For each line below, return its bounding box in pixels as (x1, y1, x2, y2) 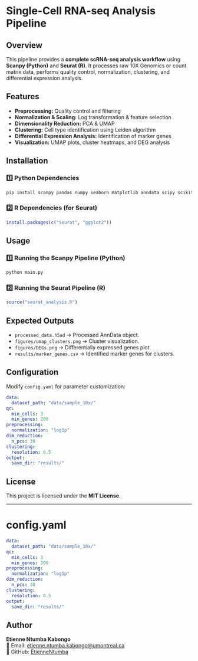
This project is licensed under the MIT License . (6, 492, 121, 499)
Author (6, 620, 32, 630)
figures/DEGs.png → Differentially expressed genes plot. (14, 344, 151, 351)
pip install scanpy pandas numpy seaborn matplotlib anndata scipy (6, 189, 176, 195)
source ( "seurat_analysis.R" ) (6, 299, 78, 305)
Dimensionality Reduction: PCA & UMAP (14, 120, 115, 127)
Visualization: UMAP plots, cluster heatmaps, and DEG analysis (14, 139, 170, 146)
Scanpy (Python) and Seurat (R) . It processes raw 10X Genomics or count (6, 62, 187, 69)
